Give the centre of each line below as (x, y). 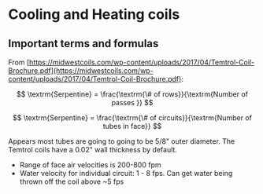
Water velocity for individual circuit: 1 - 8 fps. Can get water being (126, 173)
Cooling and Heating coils (94, 15)
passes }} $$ (132, 102)
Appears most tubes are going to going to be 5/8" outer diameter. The (122, 141)
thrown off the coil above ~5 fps (72, 181)
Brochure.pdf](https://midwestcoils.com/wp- (81, 71)
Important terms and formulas (83, 44)
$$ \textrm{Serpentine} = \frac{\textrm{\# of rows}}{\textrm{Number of (132, 94)
